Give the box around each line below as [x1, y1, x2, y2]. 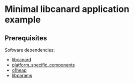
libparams [11, 73, 33, 78]
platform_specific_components [11, 62, 75, 68]
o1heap [11, 67, 27, 73]
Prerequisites [4, 34, 47, 42]
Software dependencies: [4, 47, 55, 53]
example [4, 14, 41, 25]
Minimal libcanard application [4, 3, 130, 15]
